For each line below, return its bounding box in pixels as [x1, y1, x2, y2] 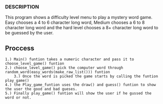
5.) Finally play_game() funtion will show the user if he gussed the [5, 91, 152, 96]
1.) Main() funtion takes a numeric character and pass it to [5, 57, 134, 62]
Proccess [5, 44, 35, 52]
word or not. [5, 95, 32, 100]
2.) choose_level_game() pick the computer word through [5, 66, 123, 70]
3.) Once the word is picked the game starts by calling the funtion [14, 74, 159, 79]
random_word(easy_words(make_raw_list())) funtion [5, 69, 110, 75]
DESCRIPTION [5, 3, 40, 10]
